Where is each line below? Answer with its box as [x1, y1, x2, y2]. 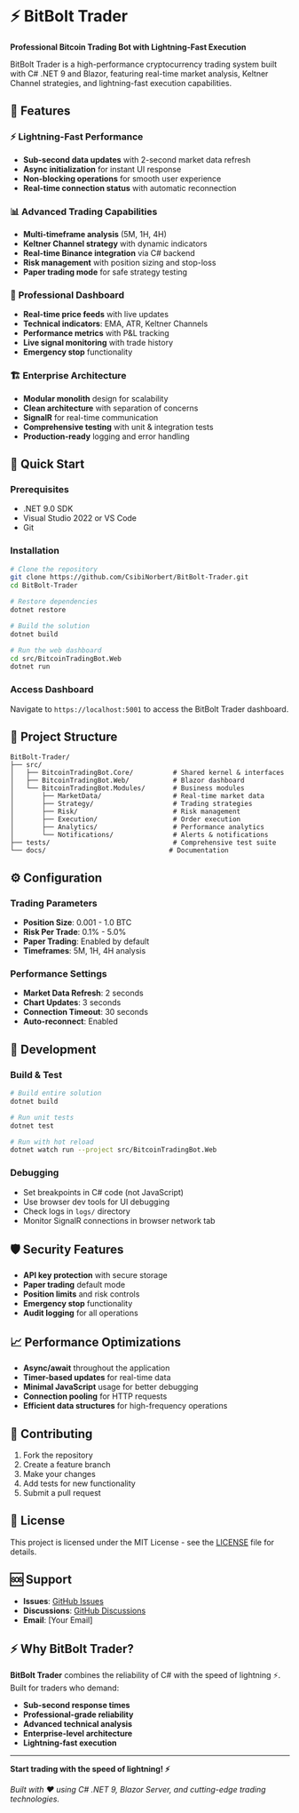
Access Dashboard [10, 683, 94, 696]
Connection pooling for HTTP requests [22, 1391, 168, 1402]
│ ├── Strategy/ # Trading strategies [10, 800, 253, 809]
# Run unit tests [10, 1113, 75, 1122]
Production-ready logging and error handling [22, 431, 190, 442]
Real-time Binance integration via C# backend [22, 247, 196, 258]
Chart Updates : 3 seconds [22, 997, 122, 1008]
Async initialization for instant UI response [22, 164, 182, 174]
